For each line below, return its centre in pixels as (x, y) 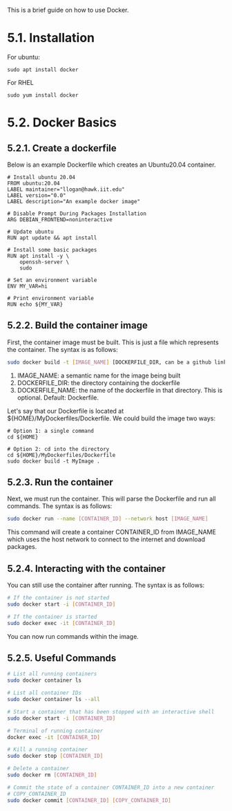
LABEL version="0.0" (37, 195)
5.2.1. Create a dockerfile (62, 148)
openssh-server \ (45, 262)
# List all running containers (52, 674)
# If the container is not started (58, 598)
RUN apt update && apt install (52, 238)
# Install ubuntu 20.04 (41, 177)
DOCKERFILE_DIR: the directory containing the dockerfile (99, 382)
